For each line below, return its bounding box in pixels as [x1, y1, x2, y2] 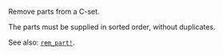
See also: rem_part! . [8, 37, 75, 47]
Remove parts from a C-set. [8, 7, 100, 16]
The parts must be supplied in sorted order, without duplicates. [8, 22, 216, 31]
